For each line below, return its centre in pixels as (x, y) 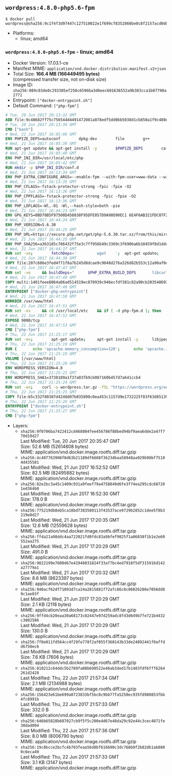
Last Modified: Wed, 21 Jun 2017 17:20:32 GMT (70, 573)
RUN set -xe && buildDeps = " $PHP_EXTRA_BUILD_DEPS (71, 272)
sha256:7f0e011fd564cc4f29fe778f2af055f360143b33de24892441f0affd (93, 642)
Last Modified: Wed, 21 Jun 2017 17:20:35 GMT (70, 520)
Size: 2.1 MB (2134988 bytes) (51, 684)
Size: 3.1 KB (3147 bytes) (46, 763)
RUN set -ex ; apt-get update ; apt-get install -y (72, 339)
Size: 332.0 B (35, 710)
